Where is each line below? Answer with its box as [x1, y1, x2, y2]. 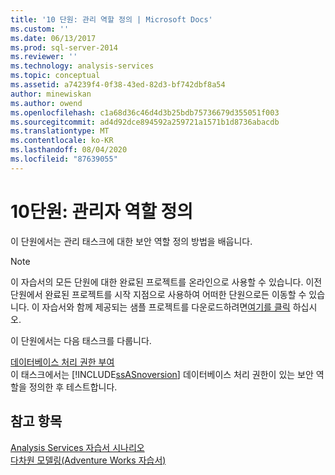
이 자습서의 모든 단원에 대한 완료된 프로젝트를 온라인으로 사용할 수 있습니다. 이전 [10, 276, 323, 288]
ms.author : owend [10, 98, 83, 108]
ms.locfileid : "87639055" [10, 154, 118, 164]
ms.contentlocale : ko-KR [10, 136, 114, 146]
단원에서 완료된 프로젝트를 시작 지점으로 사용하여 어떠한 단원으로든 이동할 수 [10, 288, 307, 300]
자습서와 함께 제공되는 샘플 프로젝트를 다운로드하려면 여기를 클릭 [41, 301, 291, 313]
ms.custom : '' [10, 24, 70, 34]
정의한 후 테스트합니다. [28, 381, 118, 393]
